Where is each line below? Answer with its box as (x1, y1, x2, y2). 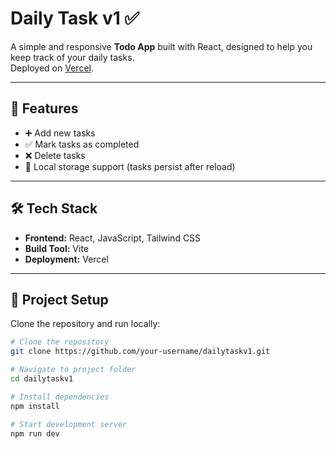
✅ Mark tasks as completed (24, 138, 140, 150)
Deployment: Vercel (24, 253, 109, 265)
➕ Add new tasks (24, 127, 96, 139)
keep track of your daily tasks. (10, 51, 135, 63)
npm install (10, 401, 60, 411)
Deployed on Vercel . (10, 62, 94, 74)
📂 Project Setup (10, 291, 109, 308)
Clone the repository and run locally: (10, 318, 161, 330)
